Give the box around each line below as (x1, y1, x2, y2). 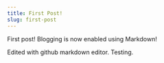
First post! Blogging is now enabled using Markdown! (7, 35, 158, 43)
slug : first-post (7, 16, 57, 23)
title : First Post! (7, 9, 63, 17)
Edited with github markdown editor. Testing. (7, 48, 134, 56)
